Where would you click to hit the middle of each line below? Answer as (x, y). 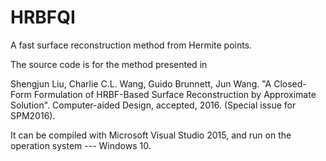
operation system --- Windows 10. (81, 145)
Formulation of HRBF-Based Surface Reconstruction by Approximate (175, 94)
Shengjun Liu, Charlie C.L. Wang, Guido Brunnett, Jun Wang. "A (141, 83)
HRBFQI (43, 17)
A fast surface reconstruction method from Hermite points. (131, 45)
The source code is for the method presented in (109, 64)
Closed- (290, 83)
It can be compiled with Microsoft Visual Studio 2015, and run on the (151, 135)
